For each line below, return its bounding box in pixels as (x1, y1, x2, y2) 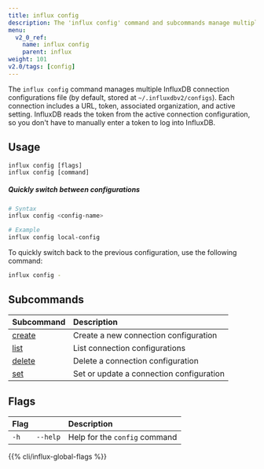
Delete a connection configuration (73, 355, 199, 366)
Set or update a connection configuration (73, 367, 225, 379)
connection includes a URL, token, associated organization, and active (8, 101, 236, 110)
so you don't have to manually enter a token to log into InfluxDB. (8, 117, 216, 127)
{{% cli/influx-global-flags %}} (8, 452, 108, 461)
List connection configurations (73, 342, 186, 353)
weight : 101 (8, 56, 47, 64)
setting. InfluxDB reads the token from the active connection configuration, (8, 109, 251, 119)
